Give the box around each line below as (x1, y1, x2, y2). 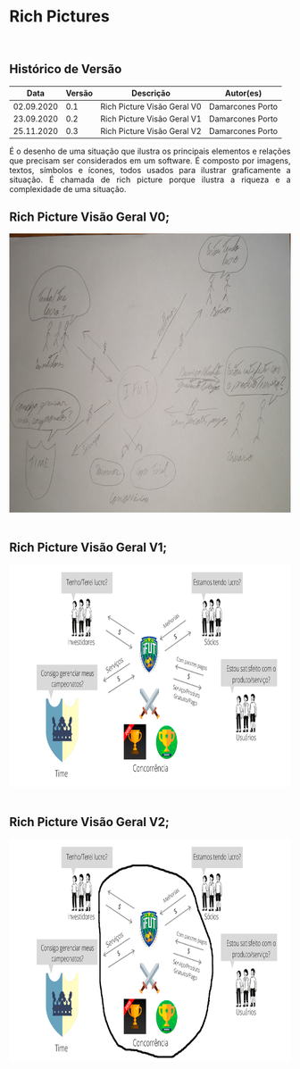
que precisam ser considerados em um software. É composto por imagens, (9, 155, 291, 166)
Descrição (131, 88, 171, 99)
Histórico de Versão (9, 62, 122, 77)
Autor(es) (224, 88, 262, 99)
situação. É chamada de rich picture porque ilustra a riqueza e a (9, 174, 291, 185)
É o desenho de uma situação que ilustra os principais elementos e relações (9, 146, 291, 156)
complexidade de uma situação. (9, 183, 127, 194)
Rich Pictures (9, 6, 110, 27)
